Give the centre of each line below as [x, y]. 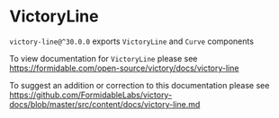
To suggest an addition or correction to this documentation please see [139, 85]
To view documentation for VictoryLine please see [103, 58]
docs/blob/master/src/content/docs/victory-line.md [105, 104]
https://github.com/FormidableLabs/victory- [91, 95]
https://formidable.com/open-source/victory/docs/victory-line [124, 68]
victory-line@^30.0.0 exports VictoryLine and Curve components [132, 41]
